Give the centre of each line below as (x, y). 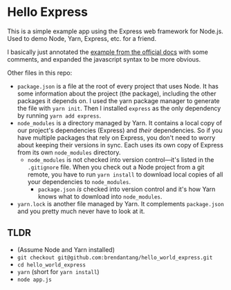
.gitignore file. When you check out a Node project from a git (116, 167)
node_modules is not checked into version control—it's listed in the (121, 159)
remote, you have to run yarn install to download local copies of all (125, 174)
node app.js (34, 280)
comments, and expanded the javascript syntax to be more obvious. (104, 59)
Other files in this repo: (40, 73)
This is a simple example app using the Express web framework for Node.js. (115, 31)
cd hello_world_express (52, 265)
